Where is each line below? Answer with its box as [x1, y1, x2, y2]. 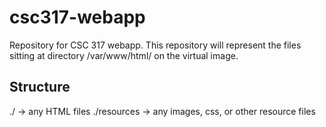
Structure [9, 79, 71, 96]
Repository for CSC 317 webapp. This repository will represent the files [9, 39, 302, 51]
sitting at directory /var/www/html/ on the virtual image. [9, 49, 239, 61]
